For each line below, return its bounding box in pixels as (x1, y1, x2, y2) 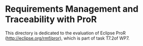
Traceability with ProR (5, 14, 97, 25)
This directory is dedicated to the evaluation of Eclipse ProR (5, 30, 126, 36)
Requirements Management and (5, 3, 139, 15)
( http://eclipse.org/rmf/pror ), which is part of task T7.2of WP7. (5, 35, 130, 41)
